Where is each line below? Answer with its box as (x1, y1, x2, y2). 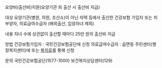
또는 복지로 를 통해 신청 (31, 48, 75, 53)
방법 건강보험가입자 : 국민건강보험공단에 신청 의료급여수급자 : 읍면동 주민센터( (5, 41, 153, 47)
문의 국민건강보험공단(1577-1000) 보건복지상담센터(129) (5, 58, 113, 63)
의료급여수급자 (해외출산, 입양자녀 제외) (19, 21, 94, 26)
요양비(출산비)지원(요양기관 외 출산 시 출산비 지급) (5, 4, 100, 10)
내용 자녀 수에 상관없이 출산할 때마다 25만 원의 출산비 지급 (5, 31, 116, 36)
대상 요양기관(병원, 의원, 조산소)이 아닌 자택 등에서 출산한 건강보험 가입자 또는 (5, 15, 153, 20)
